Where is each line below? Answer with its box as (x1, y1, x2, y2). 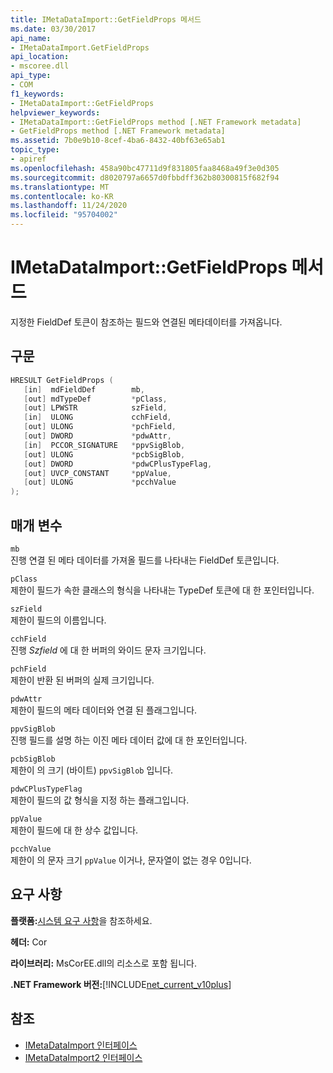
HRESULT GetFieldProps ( (10, 375, 114, 385)
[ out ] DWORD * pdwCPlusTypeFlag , (23, 459, 213, 469)
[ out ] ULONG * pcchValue (23, 477, 177, 488)
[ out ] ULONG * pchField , (23, 422, 177, 432)
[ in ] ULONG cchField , (23, 412, 172, 423)
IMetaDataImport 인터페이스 (24, 1039, 138, 1051)
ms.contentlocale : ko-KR (10, 191, 114, 201)
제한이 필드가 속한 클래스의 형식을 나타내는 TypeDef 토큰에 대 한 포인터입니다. (10, 584, 315, 596)
